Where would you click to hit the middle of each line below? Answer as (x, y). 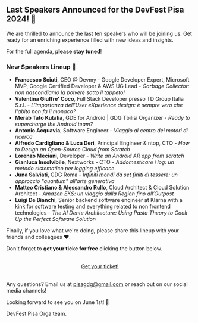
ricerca (23, 137)
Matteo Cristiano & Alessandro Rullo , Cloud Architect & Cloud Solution (102, 188)
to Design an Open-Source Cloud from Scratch (72, 150)
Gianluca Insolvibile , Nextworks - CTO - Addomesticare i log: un (94, 162)
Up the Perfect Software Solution (55, 219)
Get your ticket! (100, 266)
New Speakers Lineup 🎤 (41, 67)
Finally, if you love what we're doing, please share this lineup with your (93, 231)
